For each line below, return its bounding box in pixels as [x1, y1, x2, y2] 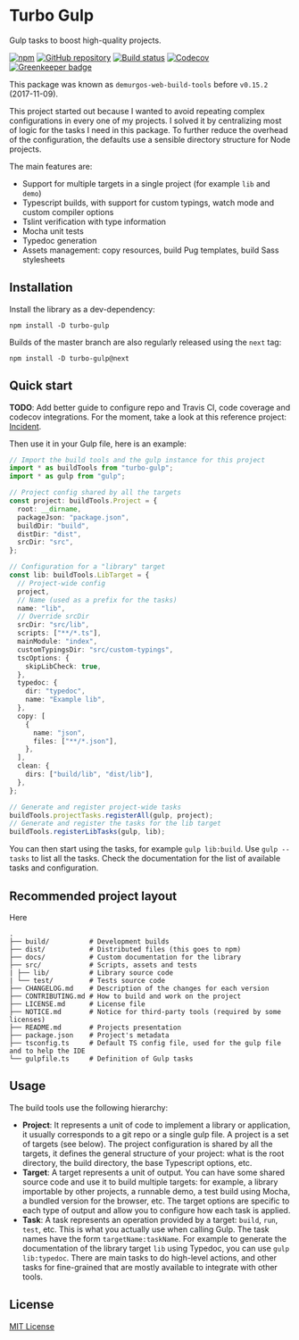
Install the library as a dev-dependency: [9, 304, 155, 314]
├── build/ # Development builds [9, 937, 170, 946]
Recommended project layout [9, 888, 177, 903]
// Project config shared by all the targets [9, 488, 181, 497]
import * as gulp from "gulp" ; [9, 472, 126, 481]
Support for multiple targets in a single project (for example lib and [21, 178, 270, 188]
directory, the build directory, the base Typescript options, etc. [21, 1157, 253, 1168]
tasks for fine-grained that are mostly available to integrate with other [21, 1261, 278, 1272]
